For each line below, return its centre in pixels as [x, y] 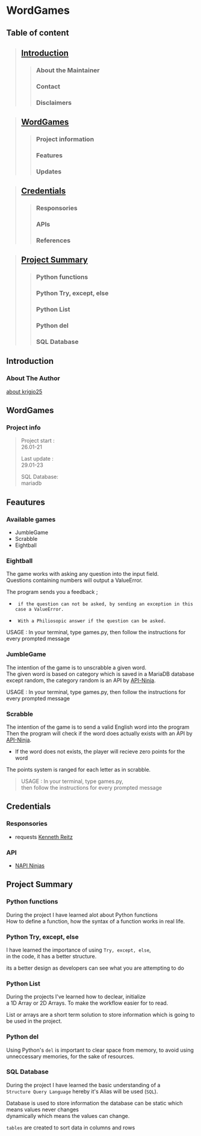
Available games [31, 519]
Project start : [38, 441]
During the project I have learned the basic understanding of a [83, 1085]
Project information [65, 139]
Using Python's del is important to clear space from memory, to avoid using [100, 1050]
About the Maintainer [68, 70]
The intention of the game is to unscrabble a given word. [76, 667]
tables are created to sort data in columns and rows [71, 1128]
